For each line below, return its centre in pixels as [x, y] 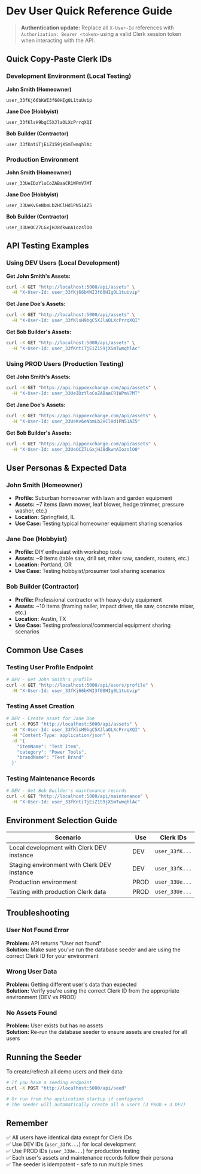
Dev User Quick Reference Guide [89, 11]
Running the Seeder [44, 1057]
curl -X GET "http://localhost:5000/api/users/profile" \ [80, 685]
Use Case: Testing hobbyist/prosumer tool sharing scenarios [90, 571]
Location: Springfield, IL [45, 517]
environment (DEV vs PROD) [41, 997]
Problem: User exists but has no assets [55, 1026]
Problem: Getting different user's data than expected [71, 984]
